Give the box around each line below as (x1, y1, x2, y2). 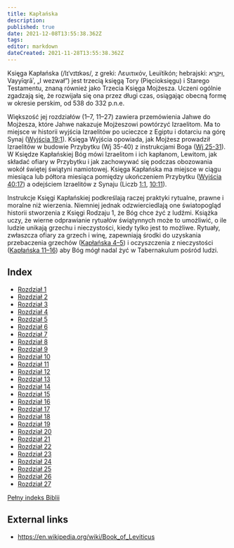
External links (7, 513, 69, 525)
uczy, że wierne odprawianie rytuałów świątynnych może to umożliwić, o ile (7, 216, 227, 224)
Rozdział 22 (17, 442, 52, 451)
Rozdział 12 (17, 367, 51, 375)
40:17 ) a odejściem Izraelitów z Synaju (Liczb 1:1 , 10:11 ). (7, 180, 167, 188)
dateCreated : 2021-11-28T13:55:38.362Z (7, 50, 124, 57)
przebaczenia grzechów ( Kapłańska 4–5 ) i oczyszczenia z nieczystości (7, 238, 214, 247)
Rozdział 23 (17, 449, 52, 458)
